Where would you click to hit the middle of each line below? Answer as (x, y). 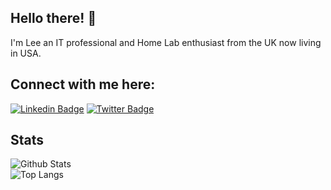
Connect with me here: (83, 84)
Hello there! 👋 (53, 18)
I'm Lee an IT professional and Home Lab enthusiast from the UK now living (166, 42)
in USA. (26, 53)
